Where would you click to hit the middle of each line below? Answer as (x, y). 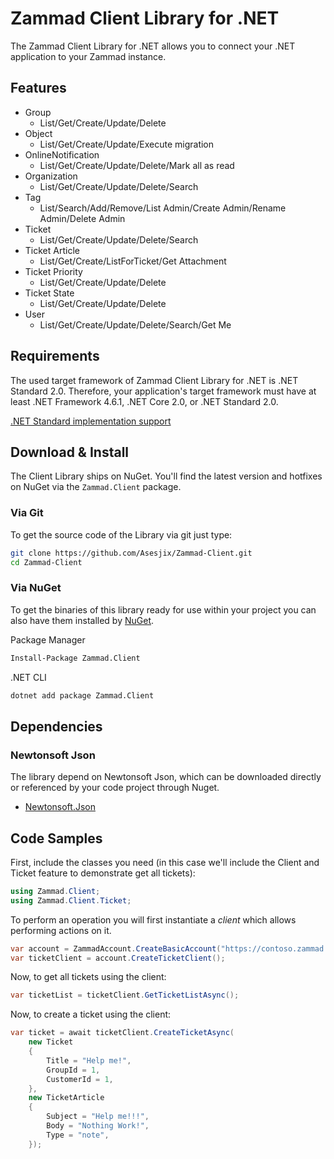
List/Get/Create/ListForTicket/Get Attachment (133, 261)
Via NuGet (36, 588)
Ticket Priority (53, 271)
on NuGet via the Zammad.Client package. (96, 487)
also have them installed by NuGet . (82, 620)
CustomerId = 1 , (80, 1079)
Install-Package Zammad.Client (75, 658)
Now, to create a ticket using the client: (91, 1014)
